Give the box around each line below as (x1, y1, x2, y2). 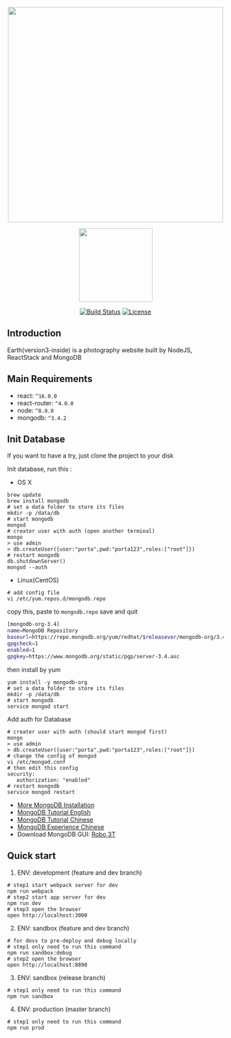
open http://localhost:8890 (7, 961, 88, 968)
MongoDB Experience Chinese (16, 822, 104, 831)
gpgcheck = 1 (7, 640, 38, 647)
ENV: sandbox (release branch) (16, 973, 106, 981)
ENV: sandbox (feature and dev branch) (16, 924, 130, 932)
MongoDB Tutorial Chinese (16, 815, 94, 824)
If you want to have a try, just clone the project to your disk (7, 451, 174, 460)
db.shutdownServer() (7, 558, 67, 565)
